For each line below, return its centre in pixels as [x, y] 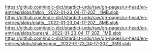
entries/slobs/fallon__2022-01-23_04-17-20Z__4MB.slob [62, 12]
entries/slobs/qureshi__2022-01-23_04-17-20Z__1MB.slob [63, 33]
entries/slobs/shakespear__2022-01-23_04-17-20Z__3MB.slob [68, 43]
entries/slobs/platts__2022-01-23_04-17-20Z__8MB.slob [62, 23]
